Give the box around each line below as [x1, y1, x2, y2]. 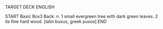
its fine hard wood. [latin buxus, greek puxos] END [5, 19, 107, 24]
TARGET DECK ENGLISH [5, 4, 55, 10]
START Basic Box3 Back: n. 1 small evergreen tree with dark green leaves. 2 [5, 14, 158, 19]
